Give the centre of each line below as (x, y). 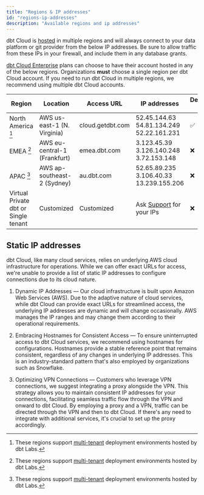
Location (56, 104)
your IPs (147, 212)
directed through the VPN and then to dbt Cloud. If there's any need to (103, 412)
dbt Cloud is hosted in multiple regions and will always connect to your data (101, 41)
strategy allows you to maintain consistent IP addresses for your (95, 393)
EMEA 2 (20, 151)
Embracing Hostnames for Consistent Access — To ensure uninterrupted (106, 335)
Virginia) (51, 133)
